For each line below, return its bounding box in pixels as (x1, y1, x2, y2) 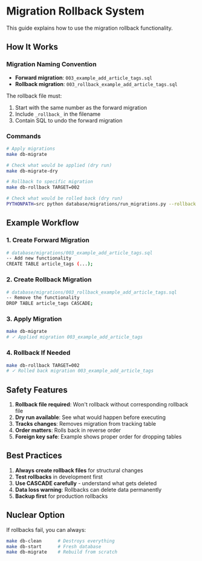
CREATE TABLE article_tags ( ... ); (6, 261, 94, 267)
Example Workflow (6, 218, 79, 228)
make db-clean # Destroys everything (6, 538, 115, 544)
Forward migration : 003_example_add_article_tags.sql (15, 74, 152, 81)
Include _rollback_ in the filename (15, 110, 101, 118)
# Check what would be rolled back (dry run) (6, 195, 123, 201)
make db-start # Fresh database (6, 543, 102, 549)
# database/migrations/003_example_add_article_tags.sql (6, 250, 153, 256)
